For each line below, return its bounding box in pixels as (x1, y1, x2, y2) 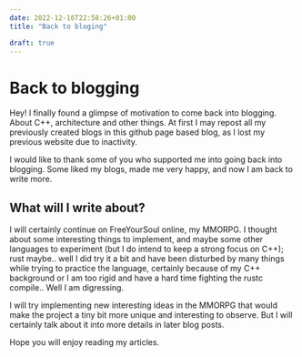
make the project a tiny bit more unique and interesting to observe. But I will (9, 310, 293, 321)
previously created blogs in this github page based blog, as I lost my (9, 127, 266, 138)
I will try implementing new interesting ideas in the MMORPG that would (9, 300, 277, 311)
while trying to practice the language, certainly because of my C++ (9, 263, 261, 274)
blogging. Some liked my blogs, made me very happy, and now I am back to (9, 164, 294, 175)
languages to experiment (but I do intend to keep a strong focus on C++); (9, 243, 284, 255)
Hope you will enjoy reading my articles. (9, 337, 160, 348)
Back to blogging (9, 77, 140, 98)
